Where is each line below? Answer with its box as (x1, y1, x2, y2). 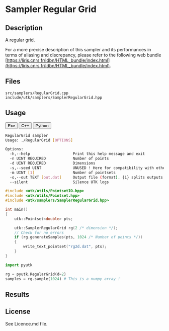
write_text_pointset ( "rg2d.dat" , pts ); (23, 244, 107, 250)
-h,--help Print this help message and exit (10, 151, 145, 156)
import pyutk (5, 263, 33, 268)
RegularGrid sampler (5, 133, 49, 138)
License (5, 307, 31, 316)
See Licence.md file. (5, 320, 48, 326)
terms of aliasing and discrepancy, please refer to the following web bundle (5, 52, 161, 58)
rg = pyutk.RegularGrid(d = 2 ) (5, 272, 66, 277)
